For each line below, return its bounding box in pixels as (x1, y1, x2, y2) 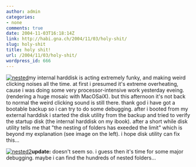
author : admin (6, 8, 41, 15)
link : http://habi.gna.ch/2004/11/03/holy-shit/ (6, 36, 127, 42)
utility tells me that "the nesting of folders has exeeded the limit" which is (6, 124, 183, 131)
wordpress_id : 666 (6, 58, 51, 64)
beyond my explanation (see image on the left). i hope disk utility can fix (6, 130, 180, 137)
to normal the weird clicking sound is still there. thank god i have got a (6, 99, 175, 106)
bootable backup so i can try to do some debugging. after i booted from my (6, 105, 188, 112)
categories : (6, 14, 35, 20)
